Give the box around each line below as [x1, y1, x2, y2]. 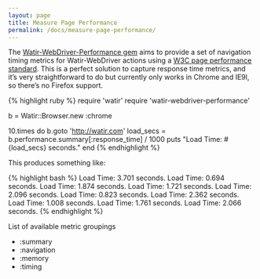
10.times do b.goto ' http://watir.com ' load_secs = [8, 126, 167, 136]
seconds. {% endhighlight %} [8, 207, 104, 216]
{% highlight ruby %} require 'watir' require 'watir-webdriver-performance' [8, 96, 250, 106]
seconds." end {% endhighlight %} [48, 143, 161, 153]
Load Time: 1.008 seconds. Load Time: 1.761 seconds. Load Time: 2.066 [8, 198, 242, 208]
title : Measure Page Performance [8, 19, 118, 27]
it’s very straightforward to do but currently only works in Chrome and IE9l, [8, 72, 250, 82]
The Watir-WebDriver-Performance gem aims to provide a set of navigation [8, 48, 251, 57]
